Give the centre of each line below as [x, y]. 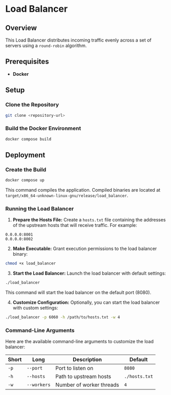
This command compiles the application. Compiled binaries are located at [83, 190]
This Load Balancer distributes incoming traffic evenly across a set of [79, 40]
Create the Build [26, 170]
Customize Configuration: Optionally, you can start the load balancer [86, 302]
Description [87, 360]
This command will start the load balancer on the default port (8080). [78, 293]
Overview [21, 28]
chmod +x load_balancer [31, 264]
